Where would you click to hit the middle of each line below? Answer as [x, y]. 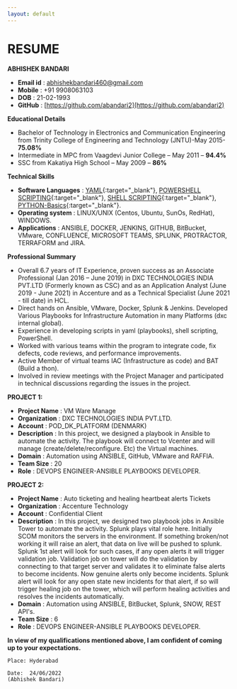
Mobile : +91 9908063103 [55, 90]
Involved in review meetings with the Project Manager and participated [121, 376]
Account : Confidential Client [60, 513]
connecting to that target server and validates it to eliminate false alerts [121, 566]
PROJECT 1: [25, 397]
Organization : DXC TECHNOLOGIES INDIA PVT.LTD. [94, 418]
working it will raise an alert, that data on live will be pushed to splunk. [120, 544]
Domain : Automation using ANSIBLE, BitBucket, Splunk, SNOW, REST [119, 604]
